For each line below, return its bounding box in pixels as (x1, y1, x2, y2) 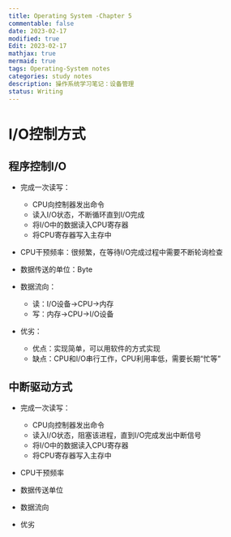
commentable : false (8, 19, 75, 28)
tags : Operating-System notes (8, 65, 111, 73)
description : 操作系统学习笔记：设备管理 (8, 79, 135, 88)
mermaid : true (8, 58, 57, 66)
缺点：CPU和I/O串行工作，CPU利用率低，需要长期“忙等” (32, 354, 221, 363)
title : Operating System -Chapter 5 (8, 11, 132, 20)
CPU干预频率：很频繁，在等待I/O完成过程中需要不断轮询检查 (19, 247, 223, 257)
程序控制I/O (8, 159, 67, 173)
